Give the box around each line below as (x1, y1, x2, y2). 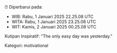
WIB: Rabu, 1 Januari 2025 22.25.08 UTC (11, 14, 94, 19)
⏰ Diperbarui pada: (4, 4, 43, 10)
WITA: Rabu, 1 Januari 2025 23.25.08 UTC (11, 19, 96, 25)
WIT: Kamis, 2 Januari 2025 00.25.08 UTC (11, 24, 97, 29)
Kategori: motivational (4, 43, 49, 48)
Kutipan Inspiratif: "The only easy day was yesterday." (4, 33, 113, 39)
